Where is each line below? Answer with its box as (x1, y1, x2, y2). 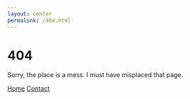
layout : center (7, 10, 52, 18)
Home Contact (7, 84, 50, 93)
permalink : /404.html (7, 17, 72, 24)
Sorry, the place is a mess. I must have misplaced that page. (7, 71, 184, 79)
